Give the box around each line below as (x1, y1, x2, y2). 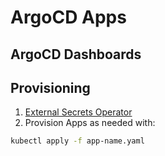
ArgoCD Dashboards (10, 46, 142, 63)
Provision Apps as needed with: (24, 117, 156, 129)
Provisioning (10, 79, 91, 96)
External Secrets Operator (24, 106, 133, 118)
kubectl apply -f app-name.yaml (10, 136, 145, 146)
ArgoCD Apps (10, 6, 127, 29)
